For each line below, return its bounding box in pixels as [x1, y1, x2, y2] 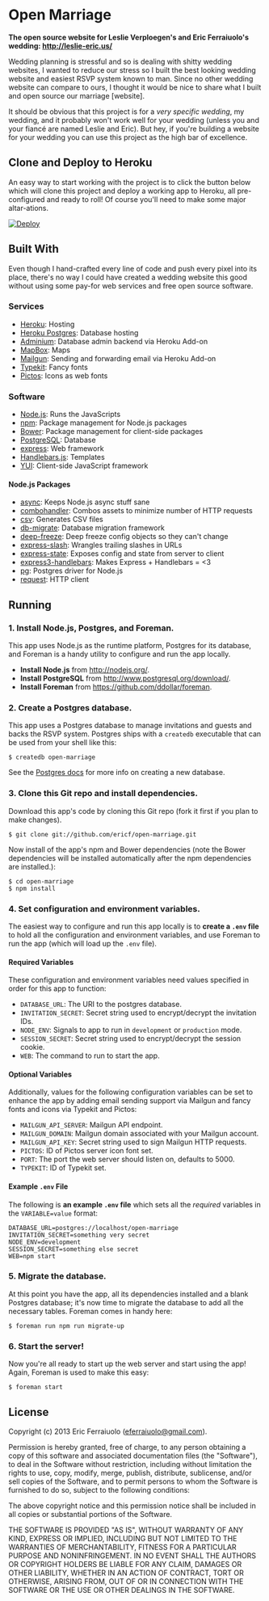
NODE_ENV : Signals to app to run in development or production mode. [19, 1025, 242, 1035]
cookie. [19, 1043, 45, 1052]
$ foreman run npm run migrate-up [8, 1321, 125, 1330]
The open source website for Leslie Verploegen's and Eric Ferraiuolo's [8, 32, 249, 42]
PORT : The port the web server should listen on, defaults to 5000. [19, 1154, 235, 1165]
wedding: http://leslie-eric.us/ [8, 40, 113, 50]
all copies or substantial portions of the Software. [8, 1509, 172, 1519]
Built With [8, 242, 59, 256]
